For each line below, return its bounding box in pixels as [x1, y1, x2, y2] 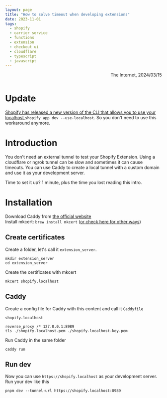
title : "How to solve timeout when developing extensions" [5, 12, 130, 17]
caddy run [5, 347, 26, 352]
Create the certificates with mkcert [5, 269, 77, 275]
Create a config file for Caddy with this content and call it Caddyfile [5, 305, 144, 312]
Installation [5, 197, 53, 208]
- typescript [9, 53, 37, 59]
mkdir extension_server [5, 256, 55, 261]
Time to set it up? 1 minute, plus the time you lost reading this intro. [5, 179, 142, 185]
